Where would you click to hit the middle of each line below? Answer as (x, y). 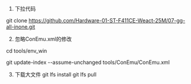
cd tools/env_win (27, 51)
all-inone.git (21, 27)
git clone (17, 20)
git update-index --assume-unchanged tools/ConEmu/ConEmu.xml (88, 62)
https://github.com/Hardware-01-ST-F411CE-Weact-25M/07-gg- (107, 20)
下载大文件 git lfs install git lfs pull (55, 75)
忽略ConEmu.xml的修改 (43, 39)
